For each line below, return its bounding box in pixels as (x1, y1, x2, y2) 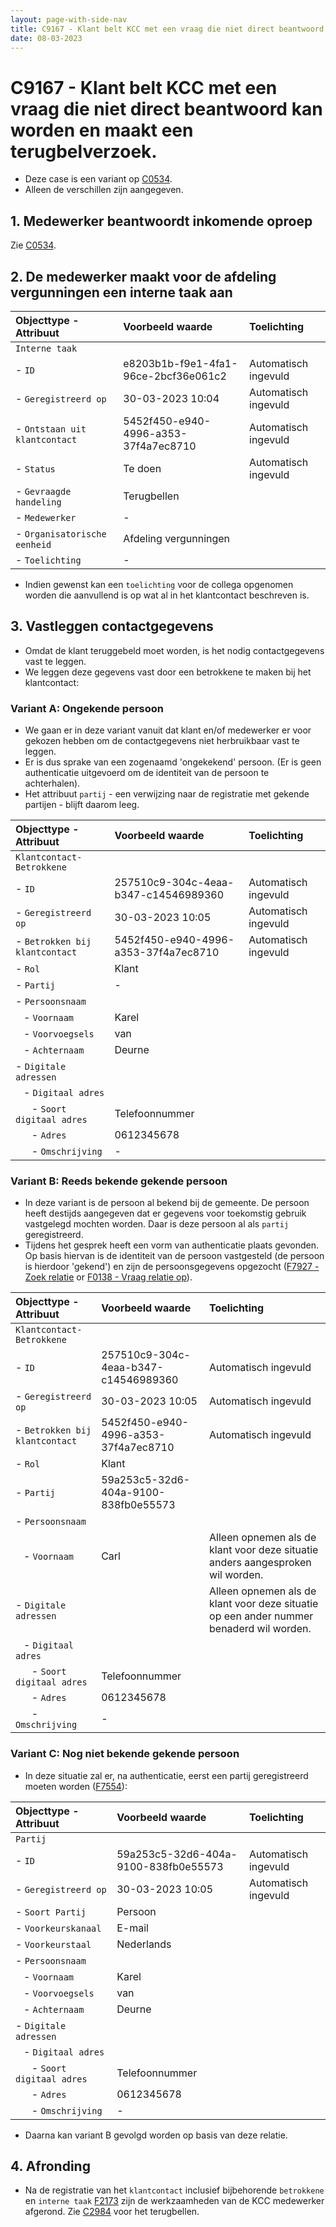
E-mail (116, 1921, 149, 1935)
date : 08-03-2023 (10, 33, 83, 43)
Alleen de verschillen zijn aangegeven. (24, 184, 184, 196)
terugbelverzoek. (10, 140, 158, 163)
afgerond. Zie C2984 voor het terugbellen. (24, 2206, 200, 2218)
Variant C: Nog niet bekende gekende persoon (10, 1747, 240, 1761)
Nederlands (116, 1937, 172, 1951)
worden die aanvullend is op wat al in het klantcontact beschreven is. (24, 589, 310, 601)
